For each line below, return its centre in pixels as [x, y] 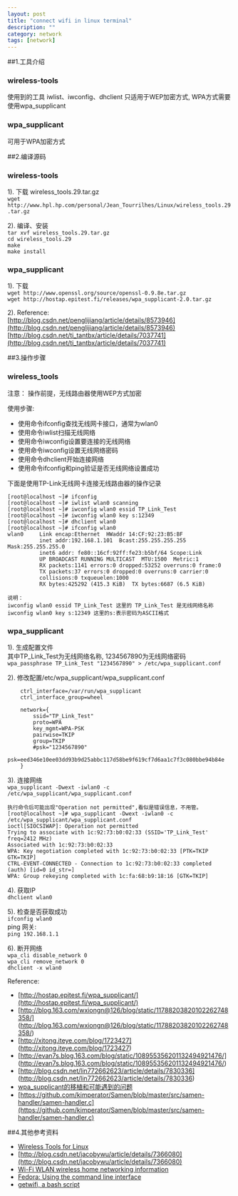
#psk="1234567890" [60, 747]
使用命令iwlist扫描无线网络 [57, 432]
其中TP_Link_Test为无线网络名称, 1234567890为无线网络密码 [97, 656]
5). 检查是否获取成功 [37, 911]
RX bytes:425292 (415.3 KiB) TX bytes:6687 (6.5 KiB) [122, 584]
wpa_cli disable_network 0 [47, 955]
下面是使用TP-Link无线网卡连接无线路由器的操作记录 [84, 483]
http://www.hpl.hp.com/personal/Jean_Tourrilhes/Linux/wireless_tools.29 [119, 205]
